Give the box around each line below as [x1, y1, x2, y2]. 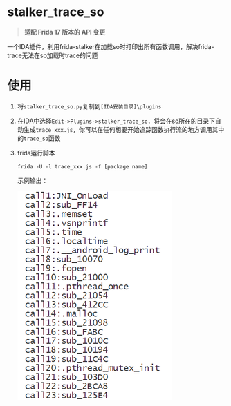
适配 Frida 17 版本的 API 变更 [24, 28, 106, 36]
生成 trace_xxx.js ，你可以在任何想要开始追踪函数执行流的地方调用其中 [23, 125, 225, 133]
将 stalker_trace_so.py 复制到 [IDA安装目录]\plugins [17, 101, 162, 110]
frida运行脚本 [17, 148, 55, 157]
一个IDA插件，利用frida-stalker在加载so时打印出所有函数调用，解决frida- [7, 42, 214, 50]
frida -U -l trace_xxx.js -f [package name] [17, 163, 148, 170]
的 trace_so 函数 [17, 134, 61, 142]
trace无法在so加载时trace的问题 [7, 51, 98, 59]
